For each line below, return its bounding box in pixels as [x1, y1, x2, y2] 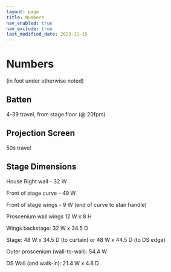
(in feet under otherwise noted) [6, 77, 84, 84]
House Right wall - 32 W [6, 177, 67, 185]
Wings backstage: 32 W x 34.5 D [6, 224, 89, 232]
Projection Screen [6, 128, 76, 139]
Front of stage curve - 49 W [6, 189, 76, 197]
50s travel [6, 144, 31, 151]
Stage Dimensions [6, 162, 77, 172]
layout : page [6, 8, 39, 15]
